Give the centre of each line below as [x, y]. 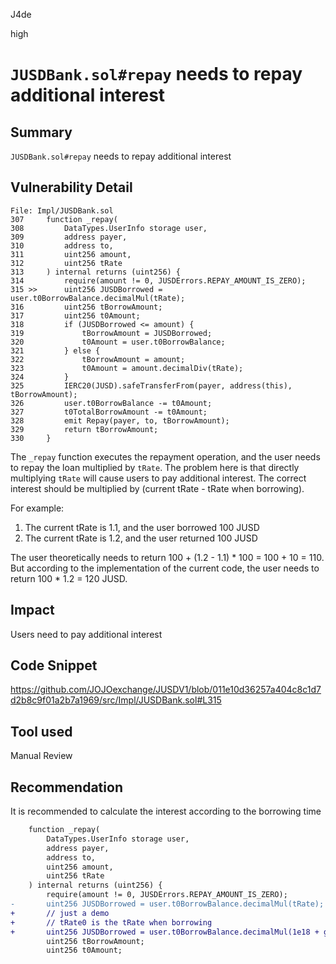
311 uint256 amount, [71, 254]
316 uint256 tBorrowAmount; [86, 307]
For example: [37, 508]
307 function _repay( [64, 219]
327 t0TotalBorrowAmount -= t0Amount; [109, 412]
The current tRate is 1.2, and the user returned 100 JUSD [141, 538]
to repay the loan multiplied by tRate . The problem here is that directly [155, 467]
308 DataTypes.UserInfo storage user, [109, 228]
